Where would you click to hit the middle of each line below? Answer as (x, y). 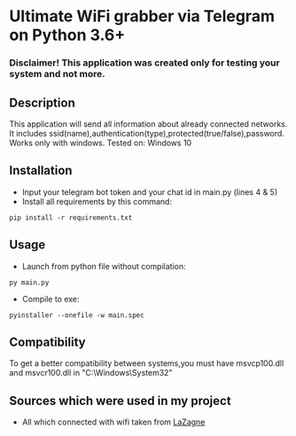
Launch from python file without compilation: (104, 266)
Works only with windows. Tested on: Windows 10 (101, 143)
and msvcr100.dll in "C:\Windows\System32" (91, 373)
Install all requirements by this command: (97, 201)
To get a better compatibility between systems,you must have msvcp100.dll (147, 363)
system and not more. (57, 74)
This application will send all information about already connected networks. (148, 124)
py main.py (29, 282)
